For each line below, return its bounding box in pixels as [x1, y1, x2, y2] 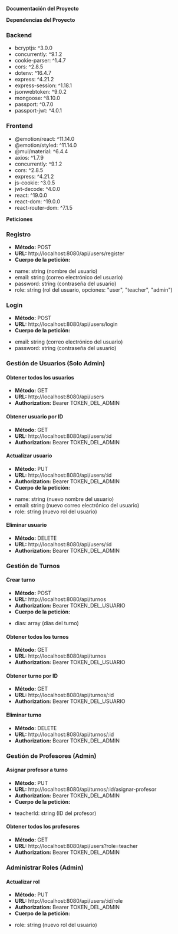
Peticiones [6, 215, 33, 223]
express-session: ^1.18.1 [14, 82, 72, 89]
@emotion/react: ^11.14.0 [14, 135, 75, 142]
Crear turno [6, 576, 35, 583]
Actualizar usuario [6, 452, 52, 459]
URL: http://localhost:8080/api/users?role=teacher [14, 842, 138, 849]
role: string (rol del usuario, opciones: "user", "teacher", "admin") [14, 286, 173, 293]
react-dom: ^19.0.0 [14, 197, 61, 205]
